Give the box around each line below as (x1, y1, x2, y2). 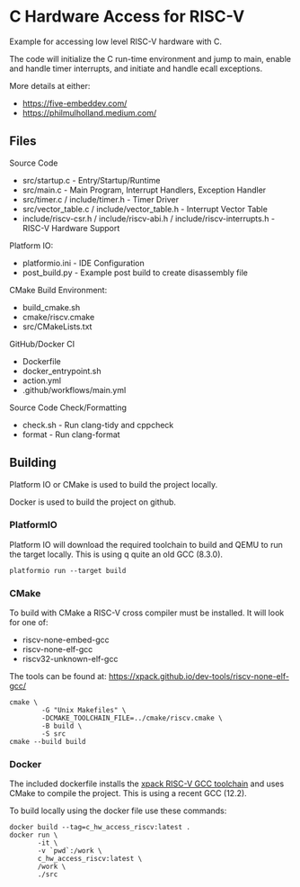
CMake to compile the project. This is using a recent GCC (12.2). (9, 788, 247, 799)
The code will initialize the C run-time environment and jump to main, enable (9, 53, 292, 64)
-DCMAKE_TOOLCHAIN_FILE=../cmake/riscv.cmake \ (41, 713, 223, 723)
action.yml (22, 375, 61, 386)
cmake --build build (9, 738, 87, 747)
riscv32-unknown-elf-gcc (22, 654, 119, 665)
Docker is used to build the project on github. (9, 497, 177, 507)
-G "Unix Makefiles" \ (41, 706, 127, 715)
